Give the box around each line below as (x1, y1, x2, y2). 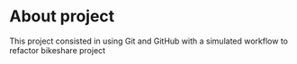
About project (9, 6, 115, 27)
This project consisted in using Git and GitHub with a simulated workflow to (9, 36, 288, 46)
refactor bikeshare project (9, 44, 106, 55)
